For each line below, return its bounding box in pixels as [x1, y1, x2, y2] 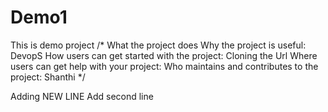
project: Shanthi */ [10, 71, 86, 83]
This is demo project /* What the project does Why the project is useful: [10, 39, 307, 51]
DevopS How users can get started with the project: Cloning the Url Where [10, 49, 318, 61]
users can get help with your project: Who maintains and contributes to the [10, 60, 319, 72]
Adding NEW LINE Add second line [10, 90, 154, 102]
